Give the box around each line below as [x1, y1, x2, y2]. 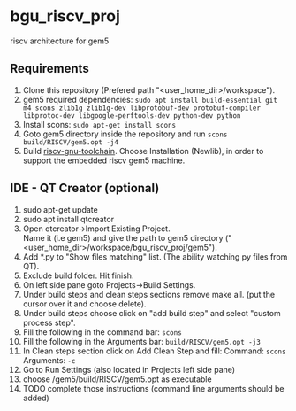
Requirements [10, 61, 89, 76]
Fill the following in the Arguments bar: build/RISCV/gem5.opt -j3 [22, 336, 262, 346]
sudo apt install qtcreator [22, 213, 114, 224]
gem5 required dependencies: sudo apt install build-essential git [22, 94, 277, 105]
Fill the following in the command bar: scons [22, 326, 182, 337]
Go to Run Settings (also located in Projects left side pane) [22, 364, 236, 375]
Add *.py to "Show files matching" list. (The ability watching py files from [22, 251, 288, 262]
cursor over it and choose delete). [22, 299, 147, 309]
